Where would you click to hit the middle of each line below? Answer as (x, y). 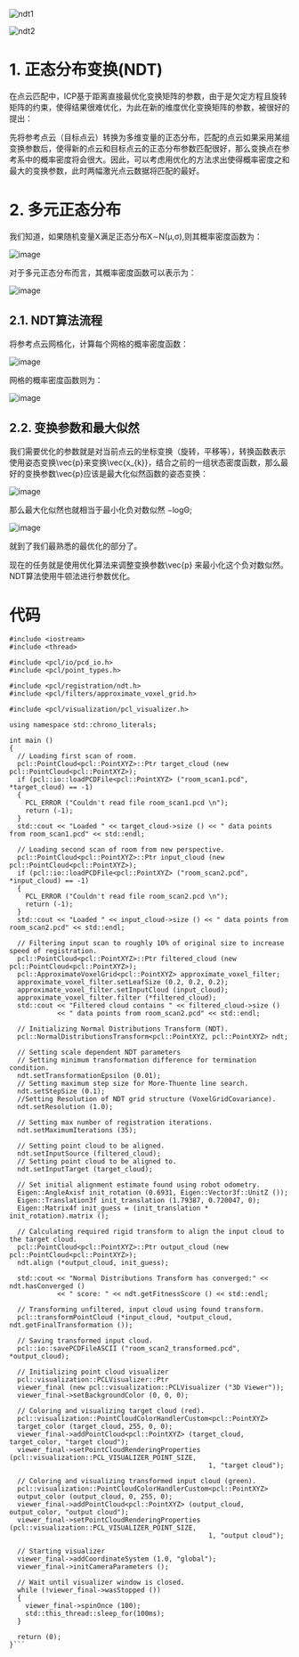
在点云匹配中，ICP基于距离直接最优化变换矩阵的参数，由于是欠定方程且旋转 (148, 96)
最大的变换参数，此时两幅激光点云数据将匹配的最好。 (107, 170)
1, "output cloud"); (246, 1536)
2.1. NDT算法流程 (56, 321)
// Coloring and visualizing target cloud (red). (111, 1411)
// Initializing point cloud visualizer (93, 1372)
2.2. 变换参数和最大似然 (74, 428)
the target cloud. (43, 1240)
